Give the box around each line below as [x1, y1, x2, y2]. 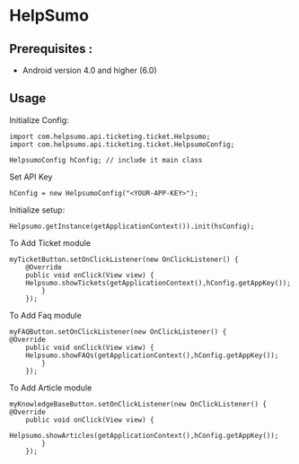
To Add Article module [9, 382, 92, 393]
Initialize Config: [9, 114, 69, 126]
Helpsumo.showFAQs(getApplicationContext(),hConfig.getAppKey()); [25, 351, 279, 360]
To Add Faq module [9, 310, 83, 320]
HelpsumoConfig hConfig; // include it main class [9, 155, 203, 164]
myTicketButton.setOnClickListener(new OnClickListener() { [9, 255, 240, 264]
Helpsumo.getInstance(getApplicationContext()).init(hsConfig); [9, 222, 255, 231]
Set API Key [9, 171, 53, 182]
